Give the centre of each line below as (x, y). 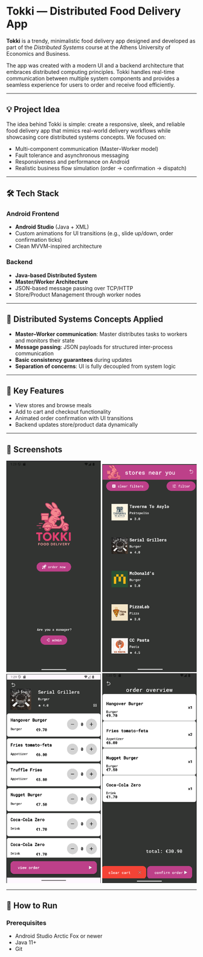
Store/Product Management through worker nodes (78, 295)
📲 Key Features (35, 391)
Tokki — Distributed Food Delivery (94, 11)
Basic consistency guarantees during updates (73, 359)
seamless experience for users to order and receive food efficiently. (91, 85)
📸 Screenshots (34, 449)
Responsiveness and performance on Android (72, 161)
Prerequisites (26, 923)
